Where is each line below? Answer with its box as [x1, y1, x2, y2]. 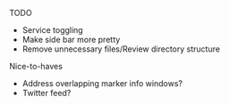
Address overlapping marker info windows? [21, 78, 183, 88]
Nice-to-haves [9, 61, 63, 71]
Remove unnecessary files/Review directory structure [21, 44, 221, 54]
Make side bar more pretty [21, 35, 121, 44]
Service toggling [21, 25, 83, 35]
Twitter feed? [21, 88, 72, 98]
